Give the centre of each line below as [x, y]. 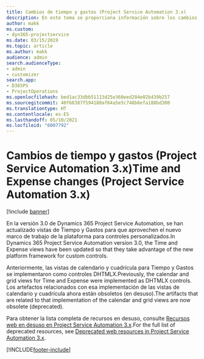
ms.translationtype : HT [37, 108]
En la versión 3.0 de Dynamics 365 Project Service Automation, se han [95, 223]
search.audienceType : [34, 63]
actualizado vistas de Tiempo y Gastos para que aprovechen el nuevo [94, 230]
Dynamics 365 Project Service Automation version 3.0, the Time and [92, 243]
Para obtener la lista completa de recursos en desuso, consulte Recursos [98, 319]
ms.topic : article [30, 46]
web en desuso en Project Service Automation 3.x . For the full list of [91, 325]
